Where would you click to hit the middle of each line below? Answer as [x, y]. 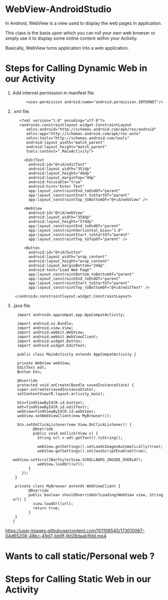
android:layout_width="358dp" [60, 217]
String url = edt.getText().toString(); [80, 438]
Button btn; [30, 372]
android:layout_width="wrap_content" [68, 257]
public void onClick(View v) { [65, 433]
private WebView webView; [44, 363]
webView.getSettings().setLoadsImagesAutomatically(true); [100, 446]
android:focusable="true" [55, 182]
